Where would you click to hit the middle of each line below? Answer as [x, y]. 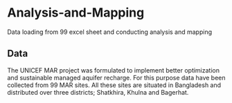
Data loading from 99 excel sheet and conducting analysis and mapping [110, 32]
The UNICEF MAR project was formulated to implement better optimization [114, 70]
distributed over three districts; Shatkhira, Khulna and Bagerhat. [98, 92]
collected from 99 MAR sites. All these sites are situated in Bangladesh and [114, 85]
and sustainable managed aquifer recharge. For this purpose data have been [117, 77]
